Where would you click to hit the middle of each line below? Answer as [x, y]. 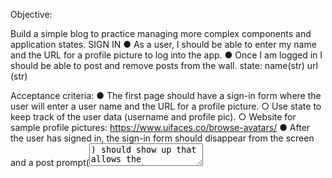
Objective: [31, 14]
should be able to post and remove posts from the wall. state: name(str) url [164, 65]
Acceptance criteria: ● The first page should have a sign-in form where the [166, 95]
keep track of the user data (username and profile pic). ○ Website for [153, 117]
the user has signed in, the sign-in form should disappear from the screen [162, 138]
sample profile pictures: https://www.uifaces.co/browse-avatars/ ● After [160, 127]
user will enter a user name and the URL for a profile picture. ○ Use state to [166, 106]
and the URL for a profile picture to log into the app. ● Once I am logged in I [166, 55]
